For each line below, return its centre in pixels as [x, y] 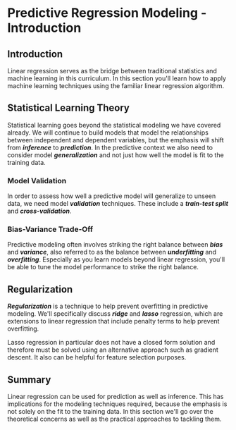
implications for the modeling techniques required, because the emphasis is [117, 404]
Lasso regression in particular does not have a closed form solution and [111, 343]
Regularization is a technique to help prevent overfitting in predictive [108, 306]
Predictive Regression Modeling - [107, 13]
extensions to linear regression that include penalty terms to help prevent [113, 321]
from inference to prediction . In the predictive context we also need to [110, 147]
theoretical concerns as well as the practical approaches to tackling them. [114, 419]
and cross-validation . [39, 211]
